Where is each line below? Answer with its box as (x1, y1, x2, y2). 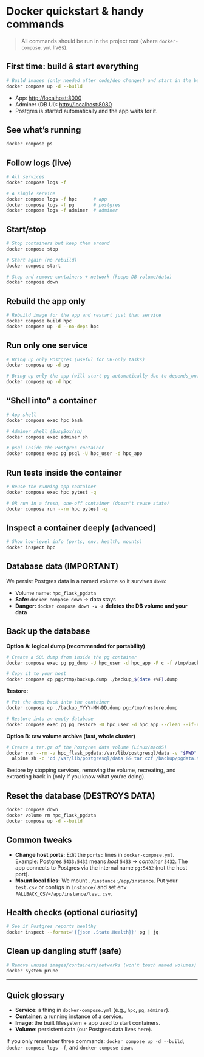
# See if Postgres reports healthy (6, 923, 97, 930)
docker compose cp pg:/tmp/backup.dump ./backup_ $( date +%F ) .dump (6, 676, 178, 682)
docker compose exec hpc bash (6, 417, 83, 423)
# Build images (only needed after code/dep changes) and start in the (6, 77, 191, 83)
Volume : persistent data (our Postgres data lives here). (15, 1026, 153, 1033)
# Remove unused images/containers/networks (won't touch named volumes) (6, 962, 197, 968)
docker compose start (6, 263, 61, 269)
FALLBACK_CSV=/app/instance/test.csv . (15, 890, 112, 897)
